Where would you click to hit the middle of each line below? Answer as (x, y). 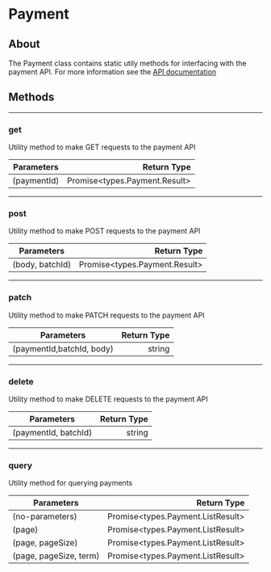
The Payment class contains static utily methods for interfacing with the (127, 63)
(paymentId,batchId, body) (63, 348)
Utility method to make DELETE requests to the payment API (108, 399)
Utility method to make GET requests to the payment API (102, 147)
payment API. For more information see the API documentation (112, 72)
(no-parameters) (45, 516)
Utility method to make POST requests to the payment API (104, 231)
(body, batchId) (42, 265)
